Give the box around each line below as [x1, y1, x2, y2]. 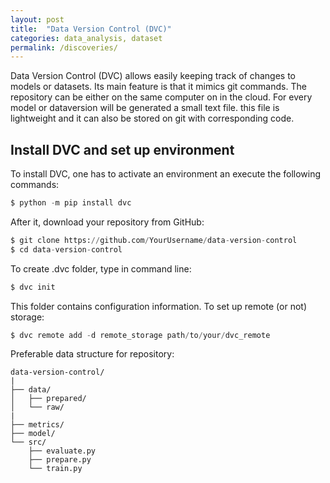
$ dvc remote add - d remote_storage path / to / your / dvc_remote [10, 330, 271, 340]
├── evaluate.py [28, 446, 97, 456]
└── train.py [28, 464, 83, 474]
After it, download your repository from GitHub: [10, 216, 205, 228]
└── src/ [10, 437, 47, 448]
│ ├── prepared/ [10, 394, 87, 404]
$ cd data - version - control [10, 244, 123, 255]
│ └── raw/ [10, 402, 65, 413]
